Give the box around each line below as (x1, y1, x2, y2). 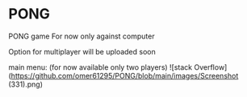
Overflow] (193, 62, 228, 72)
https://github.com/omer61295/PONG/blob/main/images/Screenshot (10, 71, 239, 80)
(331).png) (8, 79, 43, 89)
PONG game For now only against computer (8, 31, 155, 41)
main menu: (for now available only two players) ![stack (8, 62, 193, 72)
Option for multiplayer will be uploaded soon (8, 46, 156, 56)
